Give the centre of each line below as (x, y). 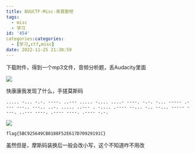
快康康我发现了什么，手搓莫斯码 (45, 91)
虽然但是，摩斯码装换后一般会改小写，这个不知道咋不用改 (75, 145)
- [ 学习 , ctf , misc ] (33, 45)
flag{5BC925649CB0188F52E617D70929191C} (56, 133)
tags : (13, 17)
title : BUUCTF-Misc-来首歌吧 (40, 11)
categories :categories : (35, 39)
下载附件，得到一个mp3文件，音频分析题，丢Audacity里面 (76, 67)
